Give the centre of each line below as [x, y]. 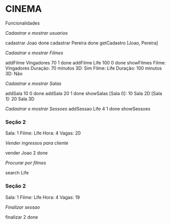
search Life [17, 173]
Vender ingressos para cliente [37, 143]
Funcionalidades [22, 23]
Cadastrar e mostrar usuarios [36, 33]
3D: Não [14, 73]
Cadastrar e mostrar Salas [33, 83]
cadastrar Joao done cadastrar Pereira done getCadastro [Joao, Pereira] [82, 43]
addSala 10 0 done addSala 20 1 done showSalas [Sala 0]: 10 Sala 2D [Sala [84, 93]
